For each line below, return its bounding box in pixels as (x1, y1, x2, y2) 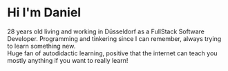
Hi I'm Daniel (7, 5, 82, 20)
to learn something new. (7, 42, 76, 50)
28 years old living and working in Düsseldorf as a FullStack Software (7, 27, 205, 35)
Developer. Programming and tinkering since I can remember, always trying (7, 34, 222, 42)
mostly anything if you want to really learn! (7, 56, 129, 64)
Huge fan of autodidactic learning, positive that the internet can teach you (7, 49, 218, 57)
